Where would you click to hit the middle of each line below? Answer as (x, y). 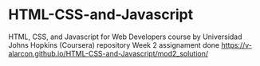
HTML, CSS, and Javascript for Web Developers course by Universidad (125, 37)
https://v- (237, 45)
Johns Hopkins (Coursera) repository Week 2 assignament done (114, 45)
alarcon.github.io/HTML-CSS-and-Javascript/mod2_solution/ (108, 53)
